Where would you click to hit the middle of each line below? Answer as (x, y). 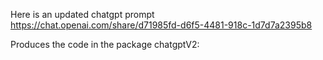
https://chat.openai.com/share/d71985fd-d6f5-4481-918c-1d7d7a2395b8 (161, 25)
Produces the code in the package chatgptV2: (105, 44)
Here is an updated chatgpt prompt (82, 14)
